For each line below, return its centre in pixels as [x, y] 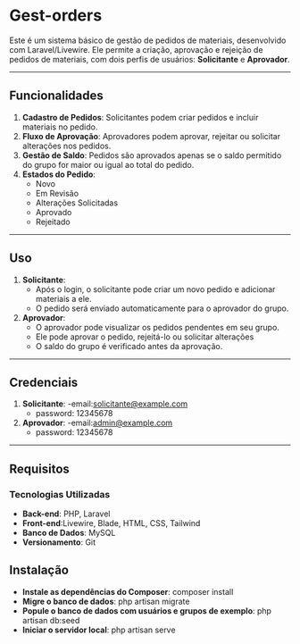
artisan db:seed [51, 620]
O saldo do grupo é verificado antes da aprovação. [129, 346]
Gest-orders [56, 16]
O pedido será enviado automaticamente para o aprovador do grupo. [162, 308]
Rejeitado [53, 222]
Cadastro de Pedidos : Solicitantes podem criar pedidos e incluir [140, 117]
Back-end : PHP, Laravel [66, 514]
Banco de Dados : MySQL [69, 533]
